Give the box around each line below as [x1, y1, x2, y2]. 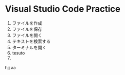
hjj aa [5, 64, 16, 70]
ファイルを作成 [12, 20, 42, 26]
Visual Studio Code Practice [5, 3, 121, 15]
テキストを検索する [12, 38, 51, 44]
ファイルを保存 [12, 26, 42, 32]
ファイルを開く [12, 32, 42, 38]
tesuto [12, 50, 25, 56]
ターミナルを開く [12, 44, 47, 50]
